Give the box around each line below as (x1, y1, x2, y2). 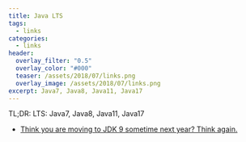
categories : (8, 34, 49, 43)
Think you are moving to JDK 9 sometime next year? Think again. (19, 124, 238, 134)
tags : (8, 19, 27, 27)
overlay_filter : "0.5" (15, 57, 92, 65)
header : (8, 49, 35, 57)
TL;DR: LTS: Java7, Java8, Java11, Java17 (8, 109, 145, 119)
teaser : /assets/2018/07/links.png (15, 72, 136, 80)
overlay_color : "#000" (15, 65, 92, 73)
